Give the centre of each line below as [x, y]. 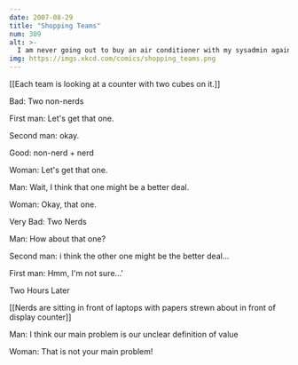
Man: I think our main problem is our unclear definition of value [124, 334]
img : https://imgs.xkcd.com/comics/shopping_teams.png [113, 59]
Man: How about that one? [58, 239]
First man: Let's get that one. [62, 118]
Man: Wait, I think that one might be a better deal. [99, 187]
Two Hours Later [40, 290]
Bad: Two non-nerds [47, 101]
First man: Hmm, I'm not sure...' [67, 273]
